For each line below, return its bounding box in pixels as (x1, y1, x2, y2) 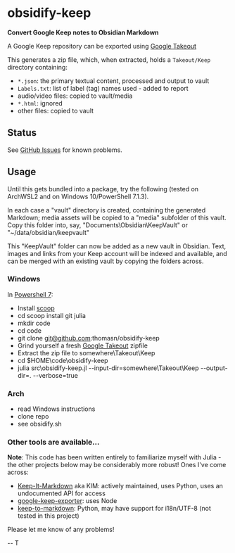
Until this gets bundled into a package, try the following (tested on (7, 184, 199, 193)
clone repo (17, 412, 49, 421)
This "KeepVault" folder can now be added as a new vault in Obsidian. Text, (7, 241, 227, 250)
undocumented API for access (17, 489, 106, 497)
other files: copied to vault (17, 106, 94, 115)
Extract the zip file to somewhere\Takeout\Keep (17, 348, 155, 357)
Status (7, 127, 37, 139)
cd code (17, 326, 42, 335)
